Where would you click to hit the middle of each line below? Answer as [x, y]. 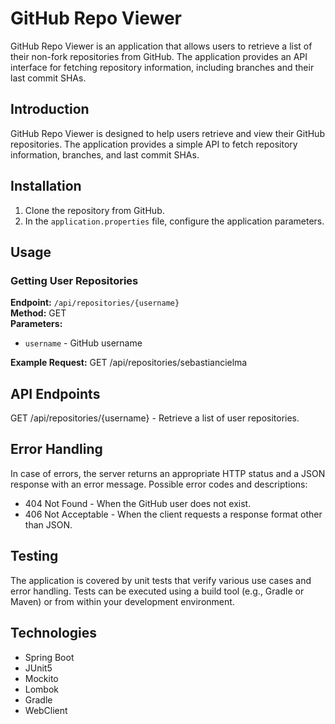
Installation [46, 186]
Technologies [54, 633]
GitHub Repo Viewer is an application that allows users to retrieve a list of [161, 46]
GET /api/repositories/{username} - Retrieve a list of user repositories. [155, 418]
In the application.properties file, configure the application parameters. [174, 221]
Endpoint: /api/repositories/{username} [95, 303]
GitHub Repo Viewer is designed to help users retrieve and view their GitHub [167, 133]
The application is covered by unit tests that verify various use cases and [161, 580]
